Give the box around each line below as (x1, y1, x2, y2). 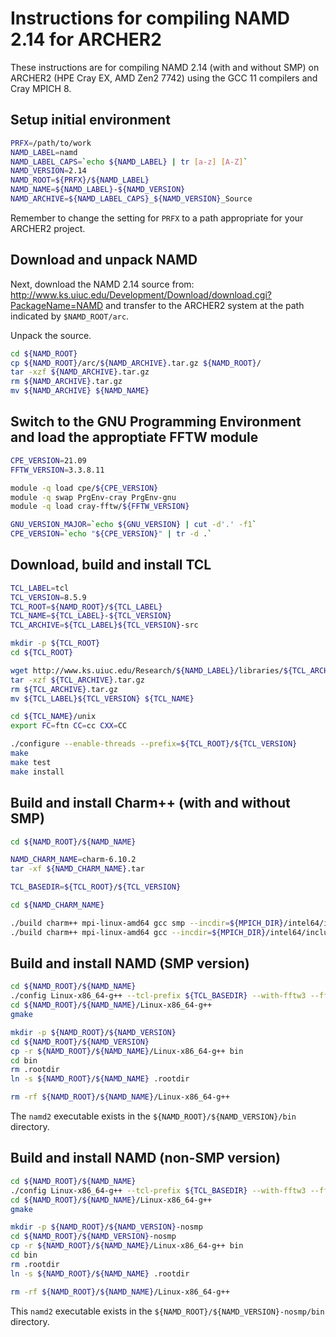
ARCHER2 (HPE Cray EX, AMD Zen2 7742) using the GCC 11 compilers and (10, 72, 318, 84)
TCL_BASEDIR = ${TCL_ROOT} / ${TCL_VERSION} (10, 882, 182, 892)
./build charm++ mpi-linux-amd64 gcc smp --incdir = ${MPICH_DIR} (10, 918, 284, 928)
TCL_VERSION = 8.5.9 (10, 592, 87, 602)
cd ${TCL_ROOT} (10, 648, 74, 658)
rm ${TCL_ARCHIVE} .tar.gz (10, 684, 118, 694)
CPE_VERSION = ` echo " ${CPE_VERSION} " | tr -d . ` (10, 529, 213, 539)
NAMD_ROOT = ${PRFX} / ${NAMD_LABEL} (10, 175, 150, 186)
